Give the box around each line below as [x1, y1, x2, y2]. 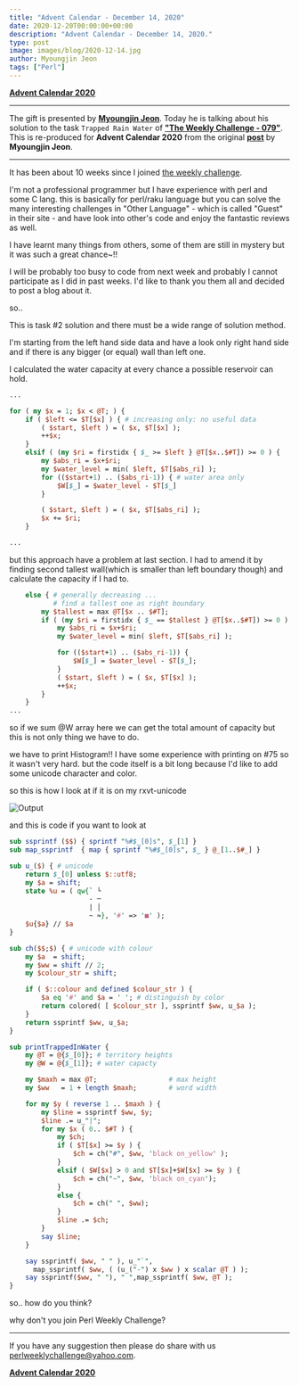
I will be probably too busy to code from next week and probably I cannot [9, 266, 279, 276]
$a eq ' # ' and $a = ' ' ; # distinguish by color [41, 994, 225, 1002]
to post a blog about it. [9, 285, 92, 295]
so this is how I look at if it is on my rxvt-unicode [9, 786, 187, 796]
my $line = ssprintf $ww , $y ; [41, 1108, 153, 1117]
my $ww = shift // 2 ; [25, 961, 105, 969]
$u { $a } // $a [25, 920, 74, 928]
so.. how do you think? [9, 1298, 93, 1308]
